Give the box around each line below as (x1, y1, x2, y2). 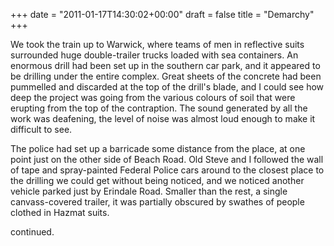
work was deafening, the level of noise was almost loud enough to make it (10, 113, 316, 124)
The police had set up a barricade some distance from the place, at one (10, 143, 306, 154)
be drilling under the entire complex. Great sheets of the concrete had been (10, 70, 322, 82)
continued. (10, 226, 55, 238)
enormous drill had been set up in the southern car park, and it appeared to (10, 60, 321, 71)
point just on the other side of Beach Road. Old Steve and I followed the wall (10, 154, 324, 165)
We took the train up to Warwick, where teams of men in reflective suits (10, 39, 305, 50)
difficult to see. (10, 124, 73, 135)
